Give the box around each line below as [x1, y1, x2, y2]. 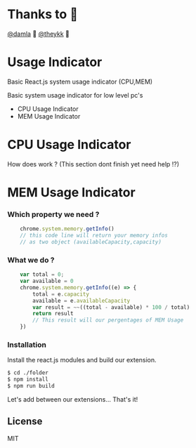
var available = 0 [20, 277, 74, 285]
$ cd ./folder [7, 369, 49, 376]
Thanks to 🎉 [7, 6, 79, 22]
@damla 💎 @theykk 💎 [7, 29, 70, 38]
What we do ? [7, 255, 55, 265]
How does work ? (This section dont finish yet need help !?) [7, 159, 180, 168]
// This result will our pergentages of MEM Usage [32, 317, 184, 324]
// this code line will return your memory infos [20, 232, 169, 239]
